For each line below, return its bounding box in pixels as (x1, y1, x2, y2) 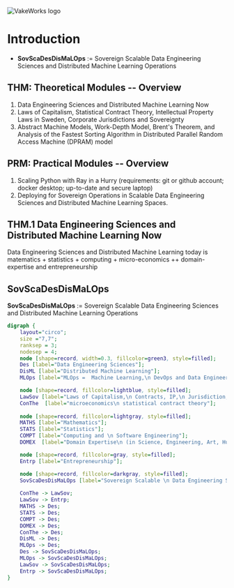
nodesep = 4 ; (19, 348, 58, 355)
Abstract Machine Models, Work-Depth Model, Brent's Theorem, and (17, 122, 215, 131)
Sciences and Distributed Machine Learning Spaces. (17, 198, 169, 206)
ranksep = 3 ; (19, 342, 58, 349)
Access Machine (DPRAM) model (17, 137, 114, 146)
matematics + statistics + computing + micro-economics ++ (7, 255, 180, 264)
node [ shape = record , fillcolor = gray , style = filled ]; (19, 451, 176, 458)
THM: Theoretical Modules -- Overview (7, 82, 182, 93)
